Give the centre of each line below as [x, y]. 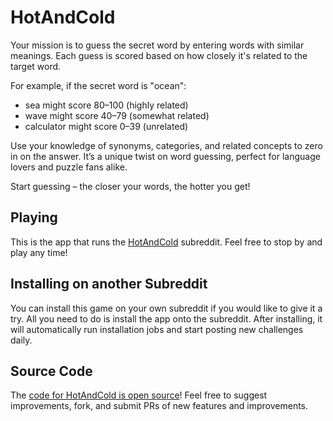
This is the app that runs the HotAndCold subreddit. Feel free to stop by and [166, 242]
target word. [36, 66]
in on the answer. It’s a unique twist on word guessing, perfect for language [165, 156]
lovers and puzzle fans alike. [69, 167]
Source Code [51, 371]
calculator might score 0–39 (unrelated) [106, 126]
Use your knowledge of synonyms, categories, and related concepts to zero [166, 145]
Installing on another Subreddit [109, 284]
